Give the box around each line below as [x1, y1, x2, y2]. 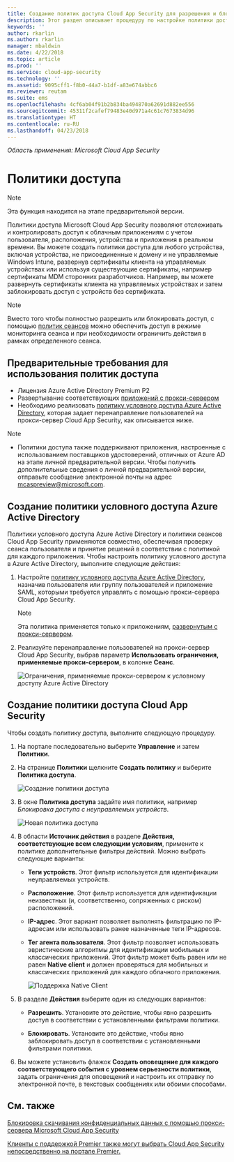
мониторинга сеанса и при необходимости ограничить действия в [7, 329, 207, 338]
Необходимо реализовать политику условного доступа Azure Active [17, 401, 221, 410]
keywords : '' [7, 23, 45, 30]
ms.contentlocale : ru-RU [7, 120, 79, 128]
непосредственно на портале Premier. [7, 1147, 120, 1155]
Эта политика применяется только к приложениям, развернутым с [17, 622, 218, 630]
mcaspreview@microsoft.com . [17, 480, 105, 489]
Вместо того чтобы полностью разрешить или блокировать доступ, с [7, 315, 214, 323]
